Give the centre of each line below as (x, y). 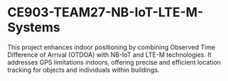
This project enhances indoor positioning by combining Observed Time (111, 47)
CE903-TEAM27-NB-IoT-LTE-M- (105, 12)
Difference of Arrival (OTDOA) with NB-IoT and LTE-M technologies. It (109, 55)
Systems (34, 27)
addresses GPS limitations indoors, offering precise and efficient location (114, 62)
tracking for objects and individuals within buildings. (83, 70)
